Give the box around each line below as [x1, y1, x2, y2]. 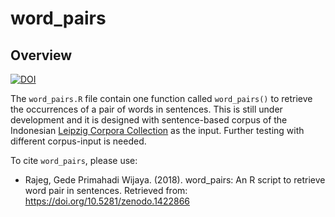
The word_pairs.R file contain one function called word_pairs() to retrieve [10, 93, 313, 104]
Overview [10, 47, 73, 64]
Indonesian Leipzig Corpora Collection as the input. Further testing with [10, 125, 305, 136]
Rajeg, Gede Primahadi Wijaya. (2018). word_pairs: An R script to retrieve [24, 174, 326, 186]
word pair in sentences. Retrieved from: [24, 185, 188, 196]
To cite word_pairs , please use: [10, 155, 138, 166]
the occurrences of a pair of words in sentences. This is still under [10, 103, 283, 115]
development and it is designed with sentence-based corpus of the [10, 114, 288, 126]
